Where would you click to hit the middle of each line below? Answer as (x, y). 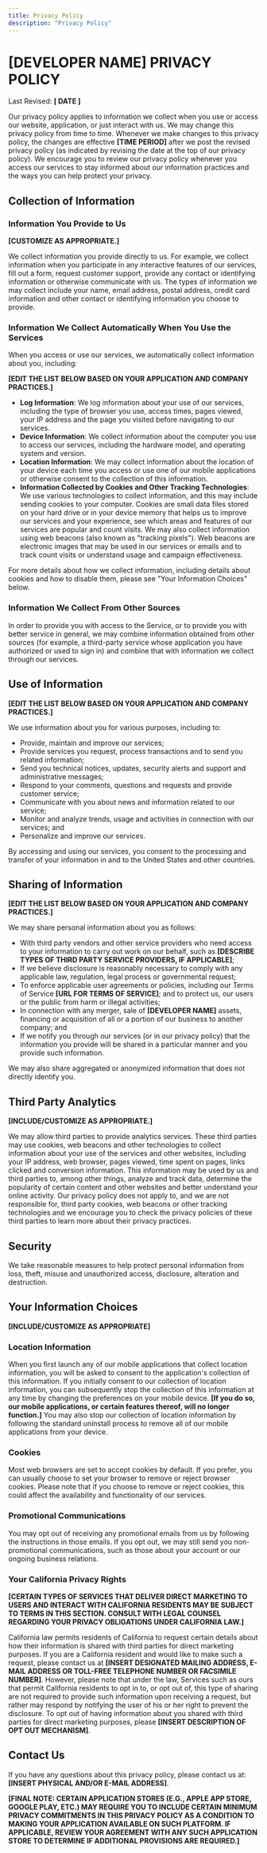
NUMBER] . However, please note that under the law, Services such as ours (131, 1679)
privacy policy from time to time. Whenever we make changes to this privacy (133, 134)
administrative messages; (62, 776)
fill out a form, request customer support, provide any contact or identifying (132, 273)
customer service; (49, 794)
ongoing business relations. (54, 1558)
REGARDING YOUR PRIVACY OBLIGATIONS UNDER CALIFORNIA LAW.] (126, 1621)
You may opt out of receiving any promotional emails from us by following (129, 1533)
